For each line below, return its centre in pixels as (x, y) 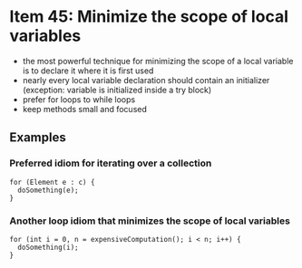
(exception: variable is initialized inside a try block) (117, 90)
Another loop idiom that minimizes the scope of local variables (150, 221)
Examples (38, 138)
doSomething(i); (48, 247)
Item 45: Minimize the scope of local (149, 17)
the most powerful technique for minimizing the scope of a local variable (158, 61)
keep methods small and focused (85, 109)
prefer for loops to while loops (79, 99)
